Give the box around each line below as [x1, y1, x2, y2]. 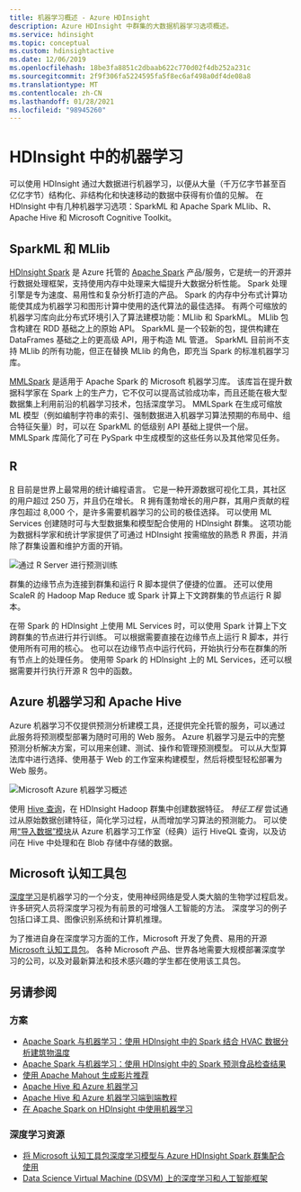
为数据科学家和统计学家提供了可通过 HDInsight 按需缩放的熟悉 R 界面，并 [9, 529, 280, 540]
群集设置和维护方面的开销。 [24, 540, 128, 551]
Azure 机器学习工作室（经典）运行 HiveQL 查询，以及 [81, 825, 279, 836]
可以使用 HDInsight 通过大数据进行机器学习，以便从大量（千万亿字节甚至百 [9, 178, 287, 189]
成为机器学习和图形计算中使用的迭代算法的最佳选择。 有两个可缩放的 [32, 301, 288, 311]
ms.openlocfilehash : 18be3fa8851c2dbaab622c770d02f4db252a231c [9, 64, 252, 73]
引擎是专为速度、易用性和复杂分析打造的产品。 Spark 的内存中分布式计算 [9, 289, 280, 300]
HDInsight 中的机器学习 [9, 147, 184, 168]
